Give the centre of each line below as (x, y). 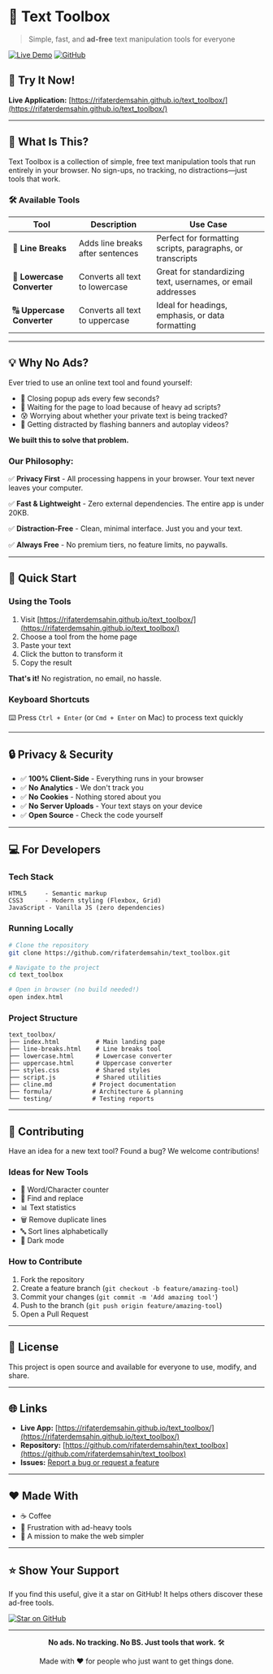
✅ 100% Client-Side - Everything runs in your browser (112, 778)
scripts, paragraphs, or (200, 248)
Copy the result (46, 663)
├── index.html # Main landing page (87, 1042)
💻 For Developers (55, 850)
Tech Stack (31, 877)
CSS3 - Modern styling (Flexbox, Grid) (85, 901)
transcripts (177, 258)
